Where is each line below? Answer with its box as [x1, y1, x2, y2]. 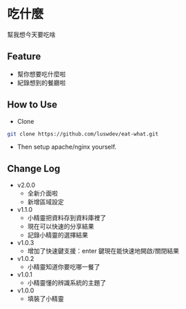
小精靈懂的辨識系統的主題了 [27, 279, 107, 287]
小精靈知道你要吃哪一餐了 [27, 263, 101, 271]
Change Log [7, 162, 61, 174]
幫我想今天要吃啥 [7, 30, 56, 39]
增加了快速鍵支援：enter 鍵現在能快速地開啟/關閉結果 [27, 247, 179, 255]
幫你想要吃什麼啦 [17, 70, 66, 78]
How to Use [7, 99, 58, 111]
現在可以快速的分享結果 [27, 222, 94, 231]
